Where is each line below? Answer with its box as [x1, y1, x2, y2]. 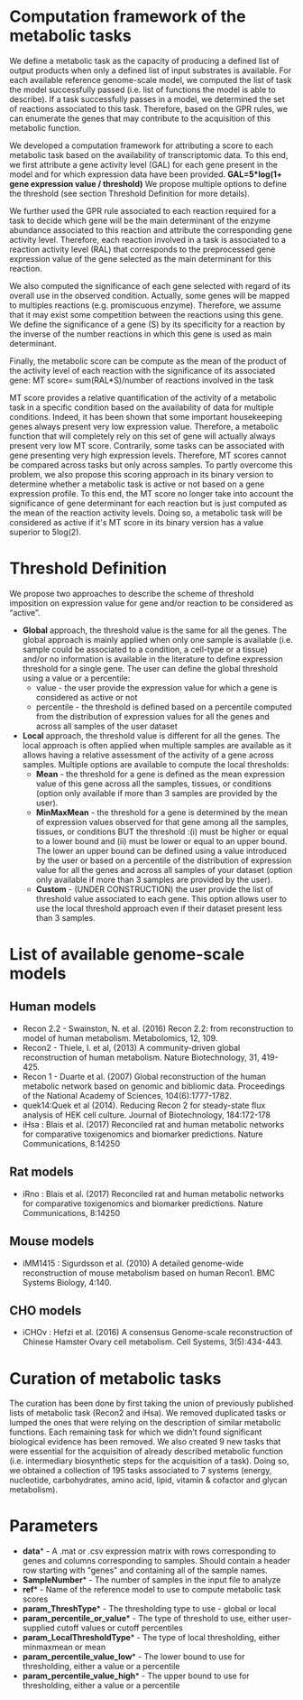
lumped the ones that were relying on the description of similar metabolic [9, 1417, 281, 1428]
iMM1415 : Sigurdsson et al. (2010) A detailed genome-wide [22, 1258, 244, 1268]
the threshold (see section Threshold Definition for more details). [9, 188, 251, 199]
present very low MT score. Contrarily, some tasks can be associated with [9, 440, 285, 451]
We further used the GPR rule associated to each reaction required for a [9, 205, 277, 216]
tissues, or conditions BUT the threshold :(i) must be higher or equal [35, 826, 289, 837]
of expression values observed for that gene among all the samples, [35, 816, 289, 827]
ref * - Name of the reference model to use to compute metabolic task [22, 1584, 281, 1595]
